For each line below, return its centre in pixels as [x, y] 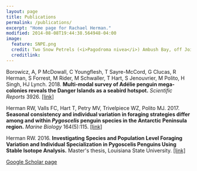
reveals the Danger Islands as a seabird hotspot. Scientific [101, 90]
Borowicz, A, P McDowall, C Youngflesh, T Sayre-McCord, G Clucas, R [91, 71]
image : [14, 39]
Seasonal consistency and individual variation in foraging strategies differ [98, 114]
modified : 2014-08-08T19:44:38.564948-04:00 [61, 33]
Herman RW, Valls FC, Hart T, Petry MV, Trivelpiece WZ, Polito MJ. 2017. [93, 108]
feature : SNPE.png [34, 45]
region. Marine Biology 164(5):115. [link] [54, 126]
